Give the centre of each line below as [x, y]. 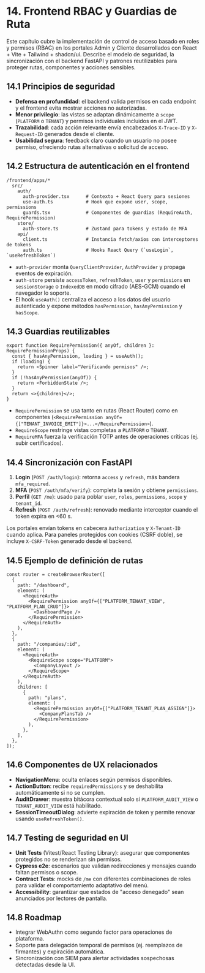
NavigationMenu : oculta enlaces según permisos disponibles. [94, 779]
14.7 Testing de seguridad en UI [67, 838]
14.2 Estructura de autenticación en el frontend [98, 166]
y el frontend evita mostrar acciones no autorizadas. [81, 108]
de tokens [19, 244]
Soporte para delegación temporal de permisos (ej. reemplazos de [99, 945]
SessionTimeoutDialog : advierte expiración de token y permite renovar [105, 812]
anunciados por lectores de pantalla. [61, 898]
